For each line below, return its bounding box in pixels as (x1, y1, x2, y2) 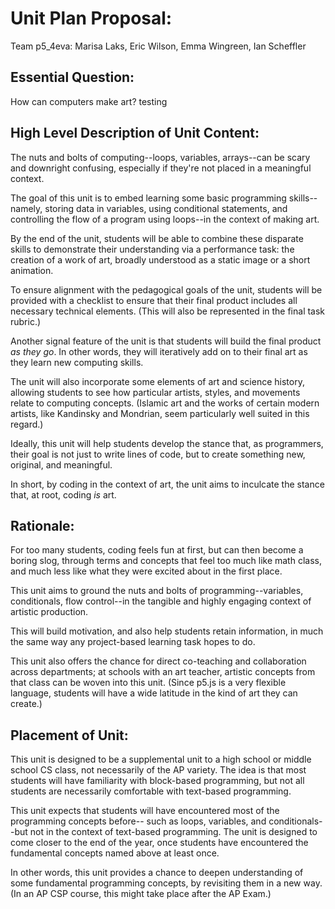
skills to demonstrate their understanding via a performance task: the (10, 243, 295, 255)
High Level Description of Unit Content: (10, 125, 260, 142)
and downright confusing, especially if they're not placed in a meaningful (10, 162, 312, 174)
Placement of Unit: (10, 727, 129, 744)
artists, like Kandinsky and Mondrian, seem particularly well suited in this (10, 407, 310, 419)
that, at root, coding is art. (10, 488, 117, 501)
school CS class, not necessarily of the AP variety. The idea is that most (10, 764, 307, 776)
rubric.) (10, 315, 42, 327)
